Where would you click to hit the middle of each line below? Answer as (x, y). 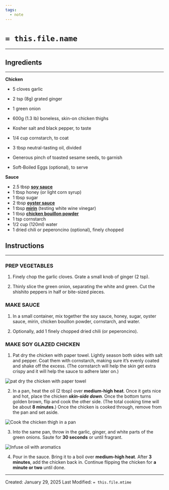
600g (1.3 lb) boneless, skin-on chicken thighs (61, 119)
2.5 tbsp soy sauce (32, 187)
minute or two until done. (39, 467)
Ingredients (24, 62)
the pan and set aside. (35, 412)
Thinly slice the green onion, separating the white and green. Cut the (83, 287)
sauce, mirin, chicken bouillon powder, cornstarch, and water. (76, 321)
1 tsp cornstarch (29, 219)
